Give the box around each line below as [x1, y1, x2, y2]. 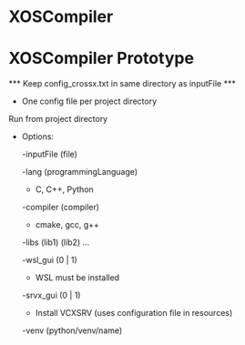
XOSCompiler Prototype [8, 48, 195, 69]
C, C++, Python [35, 184, 95, 195]
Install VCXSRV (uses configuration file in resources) [35, 308, 233, 319]
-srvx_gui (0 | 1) [21, 289, 81, 301]
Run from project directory [8, 114, 108, 125]
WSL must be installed [35, 272, 120, 283]
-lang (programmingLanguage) [21, 167, 138, 178]
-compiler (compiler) [21, 202, 100, 213]
